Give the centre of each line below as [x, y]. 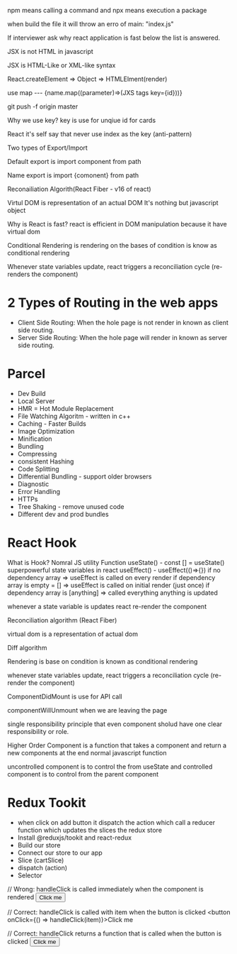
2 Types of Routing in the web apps [113, 303]
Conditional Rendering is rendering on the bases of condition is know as [112, 245]
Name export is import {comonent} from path [73, 175]
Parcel [27, 374]
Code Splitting [38, 468]
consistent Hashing [46, 461]
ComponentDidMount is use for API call [65, 696]
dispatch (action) [42, 867]
